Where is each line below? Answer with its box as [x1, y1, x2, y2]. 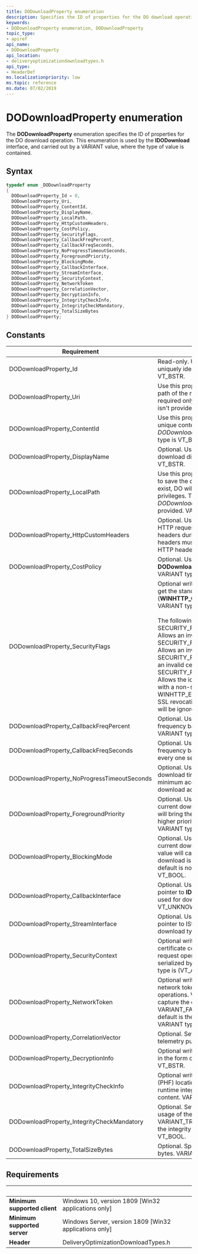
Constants [6, 330, 45, 340]
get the [157, 587, 178, 595]
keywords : [6, 19, 31, 25]
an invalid [157, 661, 184, 669]
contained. [6, 149, 32, 156]
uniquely [157, 365, 181, 373]
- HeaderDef [6, 69, 35, 75]
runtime [157, 1086, 179, 1094]
